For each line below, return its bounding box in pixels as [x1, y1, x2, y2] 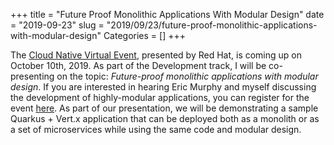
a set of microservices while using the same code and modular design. [10, 124, 302, 135]
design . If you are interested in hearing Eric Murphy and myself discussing [10, 81, 317, 93]
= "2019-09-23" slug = [10, 19, 105, 31]
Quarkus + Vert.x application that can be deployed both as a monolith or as [10, 113, 320, 124]
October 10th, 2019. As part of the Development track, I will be [10, 60, 267, 71]
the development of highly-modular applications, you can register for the [10, 92, 310, 103]
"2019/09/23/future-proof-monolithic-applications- [106, 19, 318, 31]
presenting [10, 70, 55, 82]
